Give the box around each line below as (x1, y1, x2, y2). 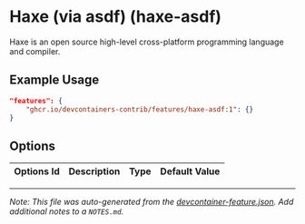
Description (68, 165, 121, 178)
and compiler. (9, 45, 61, 56)
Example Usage (9, 73, 100, 88)
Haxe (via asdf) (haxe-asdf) (9, 6, 222, 27)
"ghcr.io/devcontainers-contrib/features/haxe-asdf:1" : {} (25, 104, 254, 114)
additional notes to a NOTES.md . (9, 206, 124, 217)
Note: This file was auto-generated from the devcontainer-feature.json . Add (9, 197, 294, 208)
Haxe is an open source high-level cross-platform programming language (9, 36, 284, 47)
